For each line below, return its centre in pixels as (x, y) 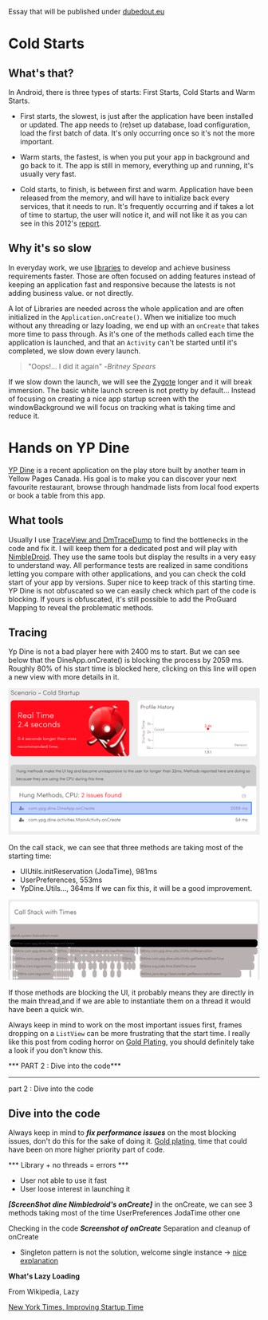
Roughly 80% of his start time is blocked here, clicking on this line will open (132, 668)
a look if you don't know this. (56, 1050)
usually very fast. (48, 174)
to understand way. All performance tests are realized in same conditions (128, 565)
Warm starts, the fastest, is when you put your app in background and (134, 157)
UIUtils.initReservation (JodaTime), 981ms (89, 872)
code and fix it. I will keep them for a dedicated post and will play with (123, 548)
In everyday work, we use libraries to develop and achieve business (120, 267)
